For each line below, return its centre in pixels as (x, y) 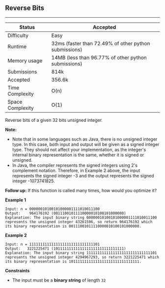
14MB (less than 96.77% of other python (99, 58)
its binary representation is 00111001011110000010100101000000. (73, 226)
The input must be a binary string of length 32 (59, 280)
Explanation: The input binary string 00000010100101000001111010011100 (81, 217)
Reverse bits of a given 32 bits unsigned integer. (54, 120)
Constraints (17, 270)
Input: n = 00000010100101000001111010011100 (52, 209)
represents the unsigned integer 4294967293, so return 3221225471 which (82, 257)
